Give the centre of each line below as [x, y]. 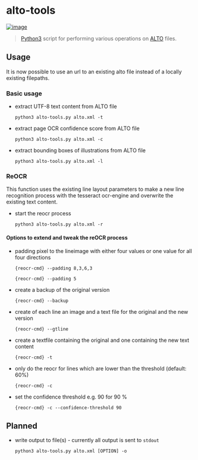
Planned [22, 426]
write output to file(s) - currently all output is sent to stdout [87, 440]
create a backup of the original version [62, 289]
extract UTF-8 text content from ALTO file [66, 106]
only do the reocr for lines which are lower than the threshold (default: [100, 368]
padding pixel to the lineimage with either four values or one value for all [103, 251]
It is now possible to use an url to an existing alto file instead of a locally [94, 72]
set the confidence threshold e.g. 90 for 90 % [71, 397]
